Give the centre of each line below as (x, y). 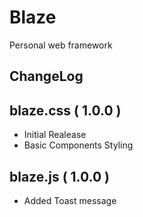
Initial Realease (55, 135)
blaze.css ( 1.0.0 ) (65, 110)
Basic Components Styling (78, 145)
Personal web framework (61, 45)
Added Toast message (70, 200)
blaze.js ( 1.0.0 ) (60, 176)
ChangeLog (46, 76)
